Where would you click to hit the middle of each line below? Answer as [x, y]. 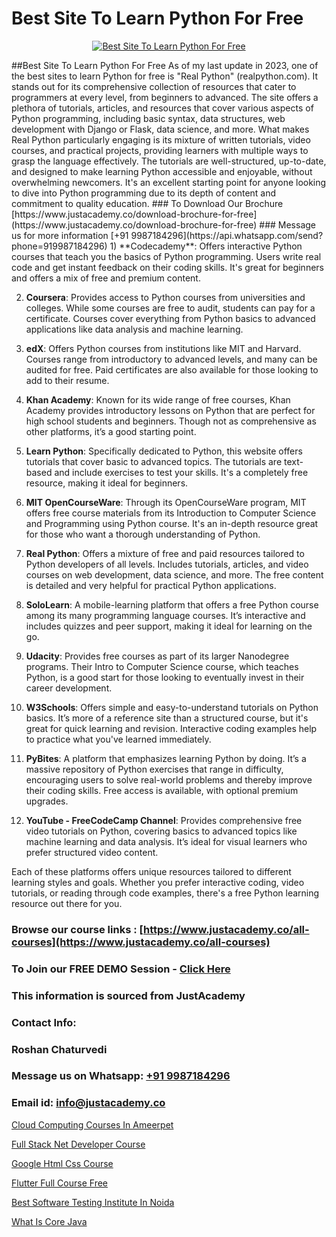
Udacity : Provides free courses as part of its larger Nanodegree [157, 656]
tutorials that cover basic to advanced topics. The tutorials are [154, 461]
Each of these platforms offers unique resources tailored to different [151, 871]
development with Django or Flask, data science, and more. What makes [160, 129]
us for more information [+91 [70, 235]
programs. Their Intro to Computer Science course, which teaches [162, 666]
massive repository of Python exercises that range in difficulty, [154, 769]
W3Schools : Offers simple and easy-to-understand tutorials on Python [172, 707]
